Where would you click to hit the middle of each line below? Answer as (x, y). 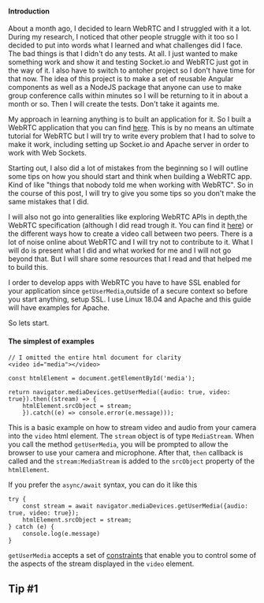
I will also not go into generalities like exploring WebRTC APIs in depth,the (128, 217)
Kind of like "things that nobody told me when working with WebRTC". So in (131, 185)
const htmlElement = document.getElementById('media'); (102, 379)
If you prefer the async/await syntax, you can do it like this (103, 485)
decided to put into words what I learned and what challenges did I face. (125, 45)
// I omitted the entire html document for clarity (95, 358)
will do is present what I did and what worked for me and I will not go (120, 251)
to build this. (28, 268)
